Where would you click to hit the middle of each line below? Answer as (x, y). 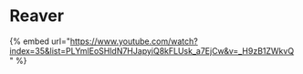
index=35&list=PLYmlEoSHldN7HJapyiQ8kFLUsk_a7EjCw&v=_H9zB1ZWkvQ (152, 50)
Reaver (37, 16)
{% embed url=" (40, 41)
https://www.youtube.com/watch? (134, 41)
